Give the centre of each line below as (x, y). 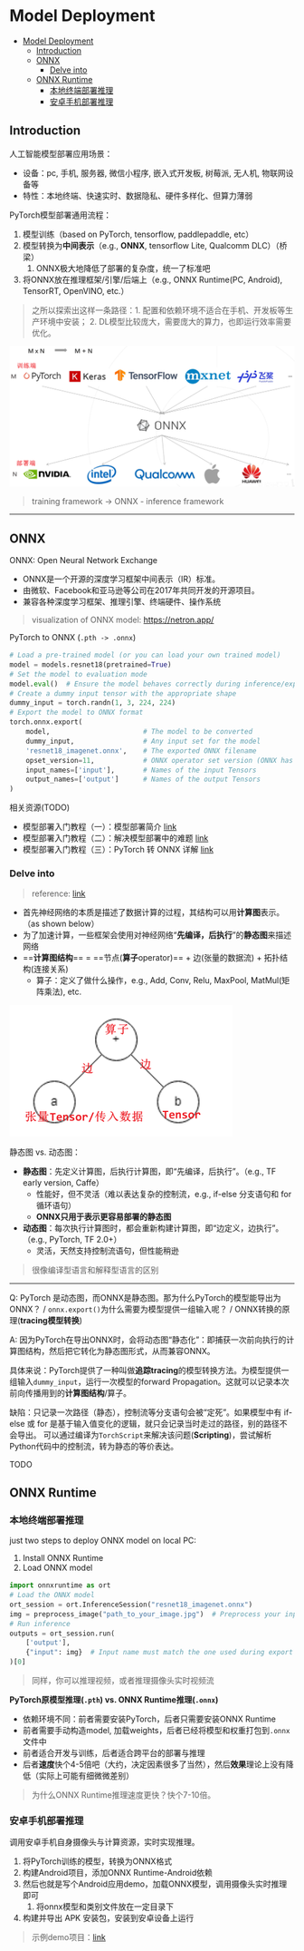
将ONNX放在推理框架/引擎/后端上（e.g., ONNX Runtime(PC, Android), (152, 279)
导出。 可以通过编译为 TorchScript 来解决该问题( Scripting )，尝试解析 (144, 1435)
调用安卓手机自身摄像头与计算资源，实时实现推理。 (104, 1842)
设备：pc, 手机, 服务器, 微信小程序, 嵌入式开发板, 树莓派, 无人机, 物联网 (154, 172)
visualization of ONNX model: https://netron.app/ (123, 620)
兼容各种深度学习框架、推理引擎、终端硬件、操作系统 (122, 602)
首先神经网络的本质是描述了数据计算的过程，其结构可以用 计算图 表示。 (153, 912)
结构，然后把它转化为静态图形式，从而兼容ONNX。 (120, 1351)
